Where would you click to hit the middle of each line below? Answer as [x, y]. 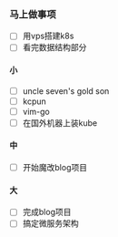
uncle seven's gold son [66, 91]
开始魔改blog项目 [55, 168]
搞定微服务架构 [50, 223]
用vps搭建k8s [48, 36]
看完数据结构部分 [54, 47]
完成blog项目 [47, 212]
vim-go [36, 111]
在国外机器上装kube [60, 123]
